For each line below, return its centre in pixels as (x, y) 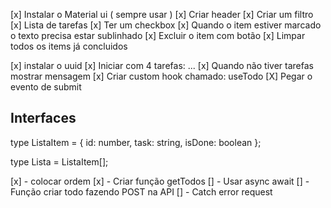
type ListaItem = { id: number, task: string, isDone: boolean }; (136, 142)
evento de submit (46, 87)
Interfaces (43, 118)
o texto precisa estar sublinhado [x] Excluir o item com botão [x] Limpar (158, 35)
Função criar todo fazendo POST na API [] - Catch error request (141, 191)
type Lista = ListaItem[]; (59, 161)
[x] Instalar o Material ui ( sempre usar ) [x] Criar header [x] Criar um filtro (162, 14)
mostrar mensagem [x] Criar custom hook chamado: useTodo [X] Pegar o (161, 76)
